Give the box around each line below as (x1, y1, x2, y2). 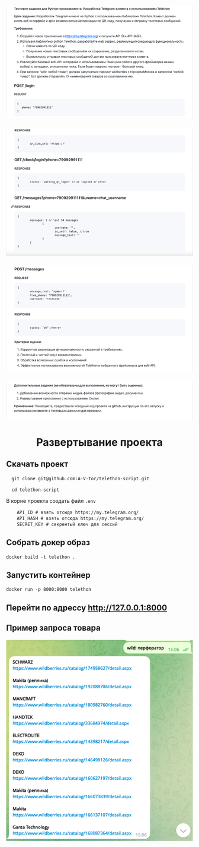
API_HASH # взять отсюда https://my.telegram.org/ (17, 515, 145, 521)
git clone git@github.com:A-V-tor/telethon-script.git (11, 476, 150, 481)
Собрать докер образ (6, 537, 91, 547)
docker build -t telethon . (6, 554, 76, 560)
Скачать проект (6, 459, 69, 470)
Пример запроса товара (6, 623, 101, 633)
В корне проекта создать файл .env (6, 497, 96, 504)
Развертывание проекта (36, 435, 163, 449)
